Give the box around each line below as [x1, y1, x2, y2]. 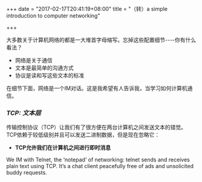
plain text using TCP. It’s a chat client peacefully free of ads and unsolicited [6, 163, 194, 170]
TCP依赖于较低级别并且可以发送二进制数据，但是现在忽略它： [6, 131, 160, 138]
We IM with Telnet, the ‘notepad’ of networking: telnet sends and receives [6, 156, 191, 163]
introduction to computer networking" [6, 12, 100, 19]
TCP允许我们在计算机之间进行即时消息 [15, 144, 111, 151]
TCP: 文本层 [6, 108, 41, 117]
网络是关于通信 [15, 57, 53, 63]
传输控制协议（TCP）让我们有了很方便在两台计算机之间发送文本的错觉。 [6, 123, 186, 131]
